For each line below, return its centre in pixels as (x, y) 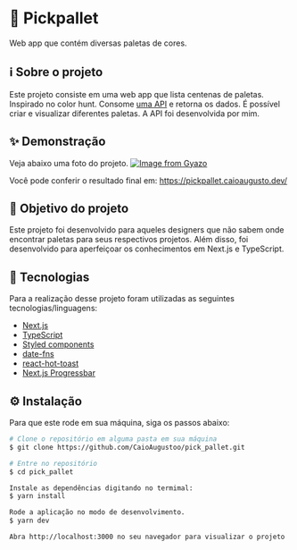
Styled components (58, 344)
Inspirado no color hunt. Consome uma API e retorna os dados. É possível (145, 104)
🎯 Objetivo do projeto (69, 208)
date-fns (38, 354)
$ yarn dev (29, 521)
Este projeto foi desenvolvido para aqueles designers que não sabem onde (147, 230)
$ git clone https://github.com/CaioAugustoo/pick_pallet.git (127, 447)
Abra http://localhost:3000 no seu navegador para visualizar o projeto (147, 537)
